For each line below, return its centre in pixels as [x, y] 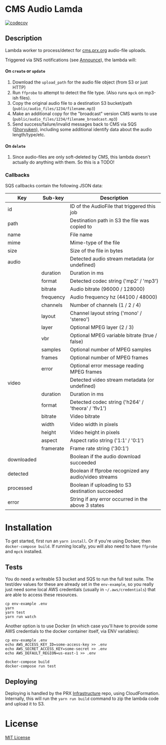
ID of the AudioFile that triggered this [113, 206]
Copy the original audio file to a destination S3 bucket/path [72, 103]
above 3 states [87, 505]
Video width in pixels [94, 425]
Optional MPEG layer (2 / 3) [102, 327]
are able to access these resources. [41, 595]
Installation [29, 527]
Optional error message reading [107, 366]
